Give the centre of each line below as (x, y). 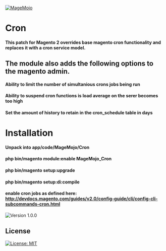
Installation (29, 133)
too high (14, 101)
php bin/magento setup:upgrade (40, 170)
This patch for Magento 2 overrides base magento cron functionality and (83, 42)
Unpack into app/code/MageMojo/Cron (47, 147)
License (18, 231)
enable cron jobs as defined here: (41, 194)
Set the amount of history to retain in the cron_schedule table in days (79, 112)
